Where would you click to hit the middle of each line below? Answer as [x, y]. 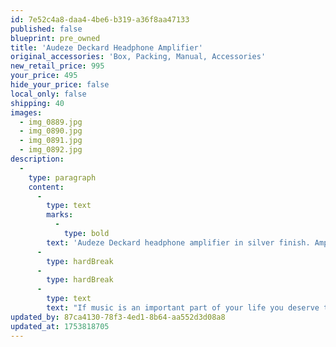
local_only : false [48, 94]
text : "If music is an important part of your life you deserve [183, 308]
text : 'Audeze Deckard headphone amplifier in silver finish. [178, 242]
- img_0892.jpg [51, 150]
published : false [46, 29]
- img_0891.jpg [51, 141]
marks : [60, 215]
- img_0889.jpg [51, 122]
